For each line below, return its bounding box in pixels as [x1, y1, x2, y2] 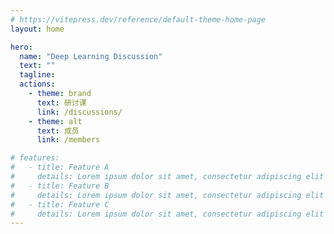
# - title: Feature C [10, 199, 110, 210]
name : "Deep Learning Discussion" [19, 51, 163, 61]
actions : [19, 79, 56, 90]
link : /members [36, 135, 101, 145]
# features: [10, 153, 60, 163]
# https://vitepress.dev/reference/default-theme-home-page [10, 14, 267, 25]
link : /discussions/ [36, 107, 123, 117]
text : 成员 [36, 126, 80, 136]
